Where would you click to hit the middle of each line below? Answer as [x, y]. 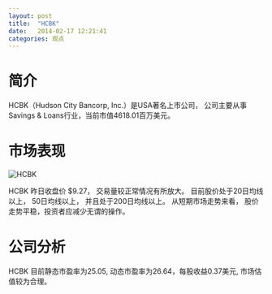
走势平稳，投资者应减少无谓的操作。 [69, 211]
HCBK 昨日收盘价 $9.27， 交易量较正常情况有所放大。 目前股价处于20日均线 [136, 191]
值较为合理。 [30, 282]
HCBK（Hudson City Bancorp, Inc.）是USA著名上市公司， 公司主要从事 [128, 106]
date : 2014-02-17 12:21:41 [58, 31]
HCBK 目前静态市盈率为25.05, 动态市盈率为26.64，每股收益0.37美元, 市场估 [135, 271]
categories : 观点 [37, 39]
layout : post [30, 16]
